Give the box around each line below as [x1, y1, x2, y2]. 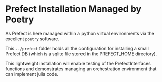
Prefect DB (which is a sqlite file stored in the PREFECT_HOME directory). [5, 51, 157, 57]
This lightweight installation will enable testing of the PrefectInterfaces [5, 60, 151, 66]
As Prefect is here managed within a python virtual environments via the [5, 30, 154, 36]
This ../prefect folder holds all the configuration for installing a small [5, 45, 149, 51]
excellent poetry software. [5, 36, 59, 42]
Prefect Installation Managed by [5, 3, 142, 15]
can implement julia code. [5, 71, 59, 77]
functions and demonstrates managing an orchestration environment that [5, 66, 157, 72]
